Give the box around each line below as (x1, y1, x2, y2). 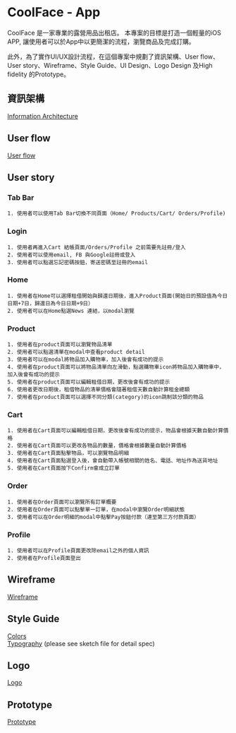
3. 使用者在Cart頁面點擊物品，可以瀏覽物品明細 (7, 450, 130, 457)
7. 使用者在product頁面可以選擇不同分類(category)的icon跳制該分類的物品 (7, 393, 204, 401)
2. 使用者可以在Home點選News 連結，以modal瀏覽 (7, 307, 135, 314)
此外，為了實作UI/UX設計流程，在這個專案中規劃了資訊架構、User (7, 52, 199, 61)
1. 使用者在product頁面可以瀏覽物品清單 (7, 341, 113, 348)
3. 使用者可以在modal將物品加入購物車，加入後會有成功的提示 (7, 356, 164, 364)
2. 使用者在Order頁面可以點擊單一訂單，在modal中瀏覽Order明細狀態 (7, 506, 185, 513)
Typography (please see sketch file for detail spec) (7, 639, 155, 648)
